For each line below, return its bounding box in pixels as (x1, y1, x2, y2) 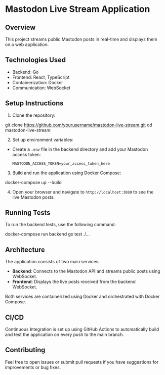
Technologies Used (5, 56, 66, 64)
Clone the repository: (12, 112, 56, 118)
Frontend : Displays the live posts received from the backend (12, 279, 136, 285)
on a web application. (5, 42, 49, 47)
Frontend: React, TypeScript (12, 74, 70, 80)
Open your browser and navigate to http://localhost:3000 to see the (12, 189, 154, 195)
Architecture (5, 245, 45, 254)
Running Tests (5, 209, 50, 217)
